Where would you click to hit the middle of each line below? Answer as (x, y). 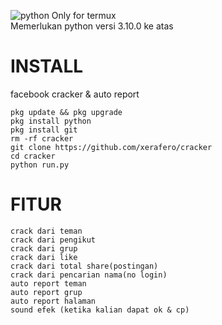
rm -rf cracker (42, 138)
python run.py (40, 165)
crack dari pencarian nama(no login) (89, 275)
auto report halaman (53, 301)
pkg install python (51, 121)
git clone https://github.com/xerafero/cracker (111, 147)
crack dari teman (46, 231)
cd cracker (33, 156)
